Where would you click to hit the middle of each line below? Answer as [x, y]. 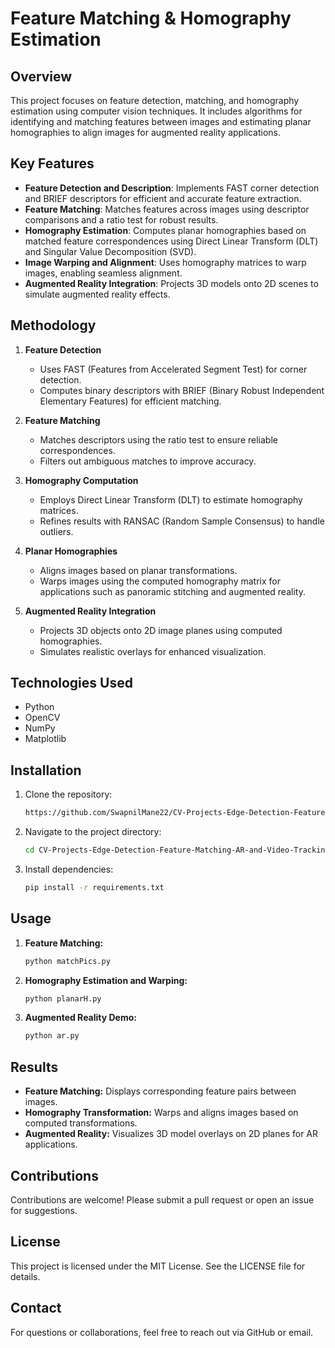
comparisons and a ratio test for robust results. [121, 219]
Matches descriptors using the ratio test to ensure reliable [158, 439]
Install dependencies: [69, 869]
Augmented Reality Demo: [80, 1018]
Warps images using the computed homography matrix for [160, 581]
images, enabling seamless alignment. [103, 273]
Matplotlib [45, 739]
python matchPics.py [67, 961]
